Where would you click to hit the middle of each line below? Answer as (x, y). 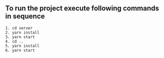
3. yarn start (20, 37)
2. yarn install (22, 33)
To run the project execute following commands (82, 8)
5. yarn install (22, 46)
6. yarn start (20, 50)
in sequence (25, 17)
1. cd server (19, 28)
